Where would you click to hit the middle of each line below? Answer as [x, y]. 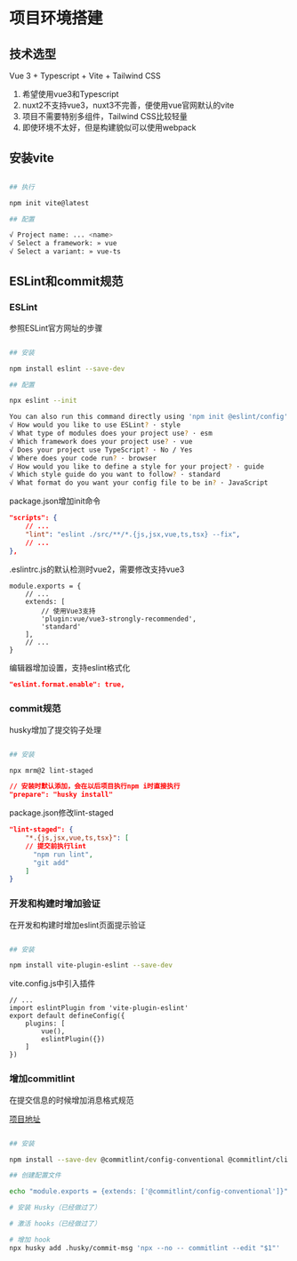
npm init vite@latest [49, 203]
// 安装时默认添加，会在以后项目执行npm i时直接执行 [95, 787]
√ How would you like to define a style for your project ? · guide [137, 466]
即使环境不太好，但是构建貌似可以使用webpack [109, 127]
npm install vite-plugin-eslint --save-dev [91, 966]
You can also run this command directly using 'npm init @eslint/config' [149, 417]
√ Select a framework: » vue [63, 244]
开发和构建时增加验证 [55, 904]
